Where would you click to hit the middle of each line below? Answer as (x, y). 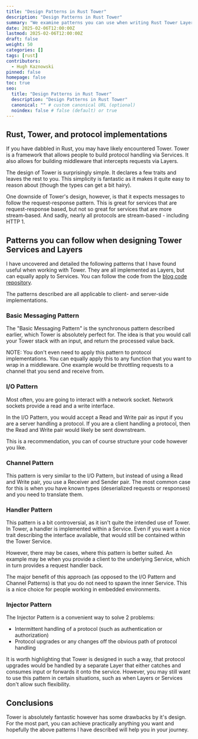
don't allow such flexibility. (38, 684)
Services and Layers (44, 250)
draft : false (22, 39)
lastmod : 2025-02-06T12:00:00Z (44, 34)
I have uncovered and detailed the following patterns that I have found (91, 264)
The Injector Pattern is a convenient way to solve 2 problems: (80, 617)
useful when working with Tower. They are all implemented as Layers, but (95, 270)
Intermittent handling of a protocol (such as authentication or (88, 629)
